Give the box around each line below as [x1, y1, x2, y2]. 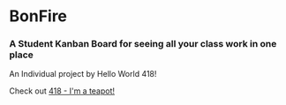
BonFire [9, 6, 68, 26]
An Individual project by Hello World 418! [9, 69, 157, 79]
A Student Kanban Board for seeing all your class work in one [9, 38, 277, 50]
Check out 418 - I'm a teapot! [9, 86, 116, 96]
